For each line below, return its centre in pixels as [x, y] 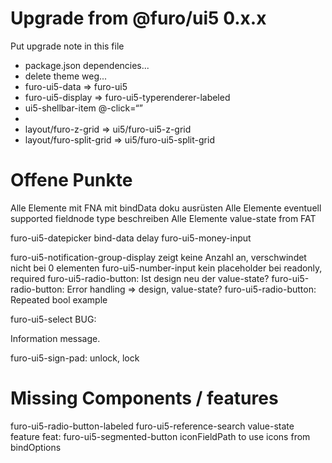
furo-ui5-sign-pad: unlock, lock [75, 358]
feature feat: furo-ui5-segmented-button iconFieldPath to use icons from [160, 436]
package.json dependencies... [87, 65]
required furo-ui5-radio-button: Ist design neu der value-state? [140, 278]
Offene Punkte [71, 180]
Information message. [55, 338]
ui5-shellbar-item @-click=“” [83, 108]
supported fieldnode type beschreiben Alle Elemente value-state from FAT [163, 218]
